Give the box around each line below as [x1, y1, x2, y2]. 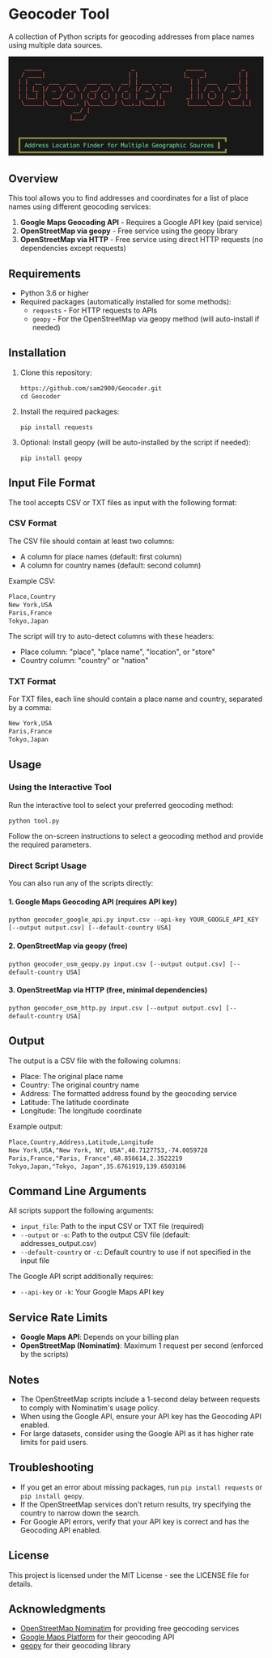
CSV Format [8, 517, 57, 529]
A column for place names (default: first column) [19, 551, 182, 561]
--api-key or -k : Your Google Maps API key [19, 1287, 164, 1297]
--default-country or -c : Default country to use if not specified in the [19, 1248, 252, 1257]
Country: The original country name [19, 1080, 140, 1090]
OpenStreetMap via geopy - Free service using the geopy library [19, 226, 239, 236]
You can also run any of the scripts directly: [8, 878, 154, 888]
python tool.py [8, 817, 60, 825]
